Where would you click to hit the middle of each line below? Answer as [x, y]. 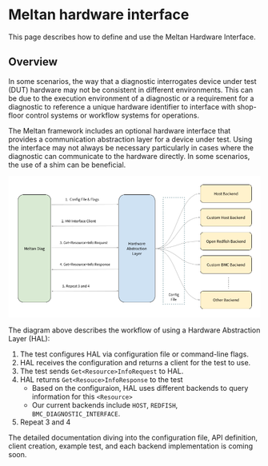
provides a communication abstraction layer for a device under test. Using [130, 139]
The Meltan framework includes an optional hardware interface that [120, 130]
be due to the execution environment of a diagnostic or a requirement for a [131, 98]
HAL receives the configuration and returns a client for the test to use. [135, 363]
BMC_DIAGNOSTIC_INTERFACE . [76, 414]
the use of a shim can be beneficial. [67, 165]
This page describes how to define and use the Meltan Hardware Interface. [132, 37]
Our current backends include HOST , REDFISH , [105, 405]
